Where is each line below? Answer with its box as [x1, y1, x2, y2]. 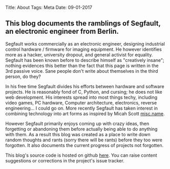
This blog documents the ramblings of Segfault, [5, 19, 161, 28]
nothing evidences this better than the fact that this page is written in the [5, 62, 159, 69]
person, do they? [5, 73, 41, 79]
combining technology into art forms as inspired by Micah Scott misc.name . [5, 110, 165, 117]
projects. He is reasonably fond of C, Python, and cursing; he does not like [5, 89, 163, 95]
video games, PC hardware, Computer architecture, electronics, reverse [5, 99, 157, 105]
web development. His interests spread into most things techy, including [5, 94, 158, 100]
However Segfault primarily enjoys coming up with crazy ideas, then [5, 120, 150, 126]
